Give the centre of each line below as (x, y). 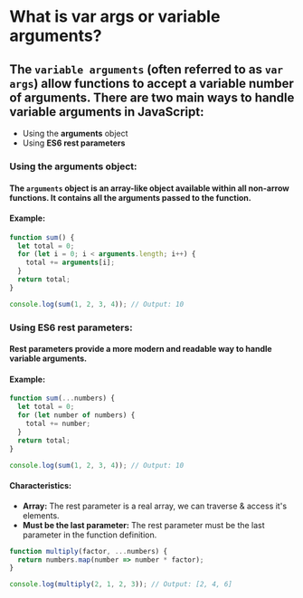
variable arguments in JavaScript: (107, 112)
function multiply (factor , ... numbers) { (89, 551)
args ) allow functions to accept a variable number (151, 83)
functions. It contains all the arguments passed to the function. (130, 197)
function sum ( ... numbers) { (62, 399)
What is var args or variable (115, 17)
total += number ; (58, 424)
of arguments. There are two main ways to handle (152, 97)
